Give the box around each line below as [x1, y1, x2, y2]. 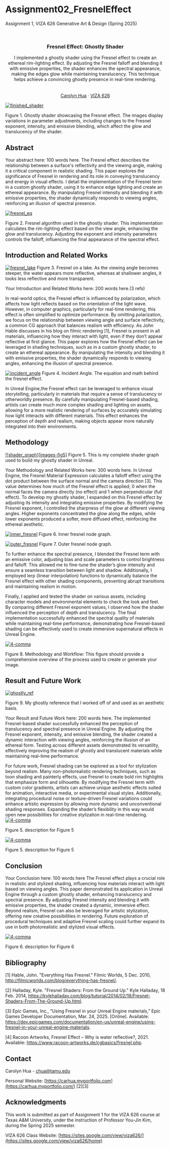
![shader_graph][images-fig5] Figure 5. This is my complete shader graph [5, 451, 159, 457]
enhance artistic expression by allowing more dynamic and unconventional [5, 801, 161, 807]
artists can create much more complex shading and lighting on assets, [5, 401, 152, 407]
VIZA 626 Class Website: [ [5, 1132, 60, 1138]
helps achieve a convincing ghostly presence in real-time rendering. [14, 76, 156, 83]
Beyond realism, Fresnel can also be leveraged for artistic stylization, [5, 908, 150, 914]
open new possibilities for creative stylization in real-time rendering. [5, 812, 148, 818]
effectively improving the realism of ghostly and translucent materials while [5, 748, 162, 754]
